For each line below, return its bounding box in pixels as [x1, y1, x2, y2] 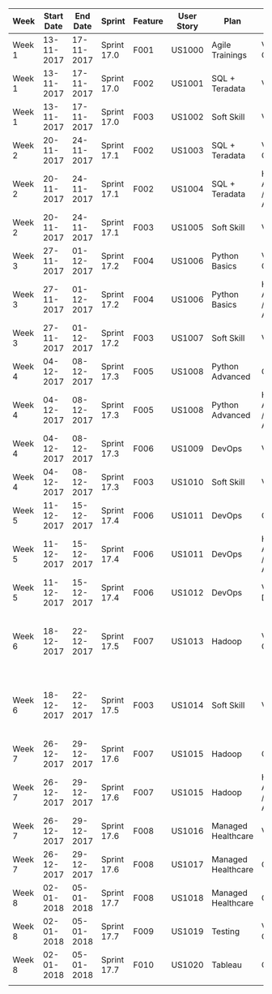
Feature [133, 15, 164, 27]
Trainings [211, 49, 247, 60]
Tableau [211, 959, 243, 970]
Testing [211, 926, 240, 936]
